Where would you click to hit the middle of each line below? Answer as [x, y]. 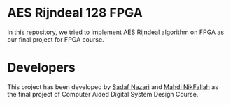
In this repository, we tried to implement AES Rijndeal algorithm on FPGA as [116, 32]
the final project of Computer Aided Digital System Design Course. [103, 94]
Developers [41, 68]
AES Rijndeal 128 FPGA [75, 13]
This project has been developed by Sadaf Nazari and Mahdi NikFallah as [113, 87]
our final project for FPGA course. [56, 39]
